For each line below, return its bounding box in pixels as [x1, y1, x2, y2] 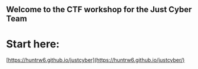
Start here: [6, 37, 60, 50]
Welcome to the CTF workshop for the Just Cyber [6, 5, 192, 15]
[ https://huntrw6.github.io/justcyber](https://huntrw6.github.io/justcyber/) [6, 57, 185, 64]
